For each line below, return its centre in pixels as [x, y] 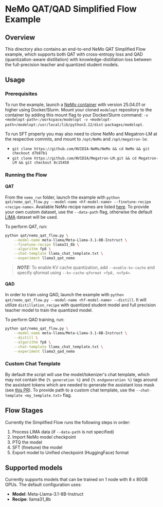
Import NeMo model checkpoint [44, 437]
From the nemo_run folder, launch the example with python [63, 197]
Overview [20, 37]
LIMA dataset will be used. [32, 217]
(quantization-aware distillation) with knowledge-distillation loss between [78, 59]
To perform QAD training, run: [35, 320]
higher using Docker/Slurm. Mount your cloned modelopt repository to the [79, 110]
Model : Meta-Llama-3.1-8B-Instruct [48, 494]
